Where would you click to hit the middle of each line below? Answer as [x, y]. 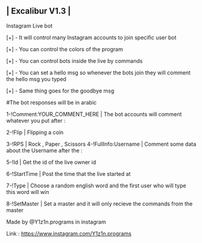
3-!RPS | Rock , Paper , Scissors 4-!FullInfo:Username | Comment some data [101, 144]
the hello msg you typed [36, 79]
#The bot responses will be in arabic [52, 102]
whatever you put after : [36, 120]
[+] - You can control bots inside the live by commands [74, 60]
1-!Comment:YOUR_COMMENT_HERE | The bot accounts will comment [94, 114]
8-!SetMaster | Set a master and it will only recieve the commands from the [99, 204]
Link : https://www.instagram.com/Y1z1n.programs [69, 233]
